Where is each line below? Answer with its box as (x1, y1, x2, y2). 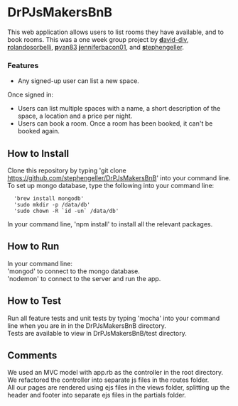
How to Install (7, 147, 70, 160)
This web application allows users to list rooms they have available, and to (7, 28, 224, 36)
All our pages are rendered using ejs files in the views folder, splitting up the (7, 383, 230, 392)
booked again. (17, 127, 60, 136)
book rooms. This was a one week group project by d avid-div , (7, 35, 189, 43)
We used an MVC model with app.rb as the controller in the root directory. (7, 368, 224, 377)
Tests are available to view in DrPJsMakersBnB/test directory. (7, 329, 187, 337)
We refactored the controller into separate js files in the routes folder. (7, 375, 210, 384)
